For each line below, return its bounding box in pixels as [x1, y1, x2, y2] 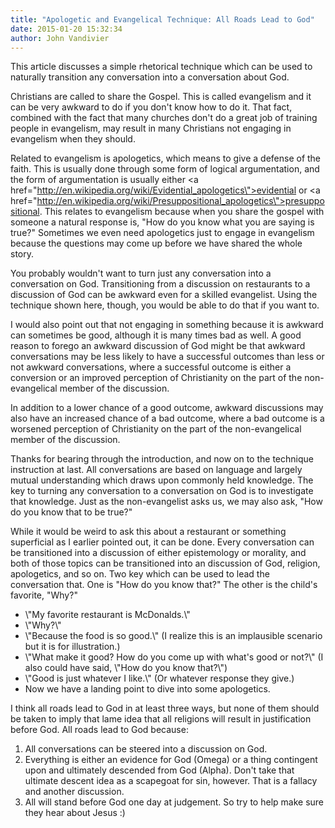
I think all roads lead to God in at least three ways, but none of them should [10, 702, 320, 715]
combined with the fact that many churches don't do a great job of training [10, 112, 318, 124]
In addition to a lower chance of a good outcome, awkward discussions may [10, 402, 324, 414]
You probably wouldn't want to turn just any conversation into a [10, 267, 272, 280]
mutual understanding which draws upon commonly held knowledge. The [10, 474, 314, 486]
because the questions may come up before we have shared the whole [10, 237, 303, 250]
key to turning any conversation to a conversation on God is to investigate [10, 485, 314, 497]
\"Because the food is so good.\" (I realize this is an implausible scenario [24, 630, 323, 642]
